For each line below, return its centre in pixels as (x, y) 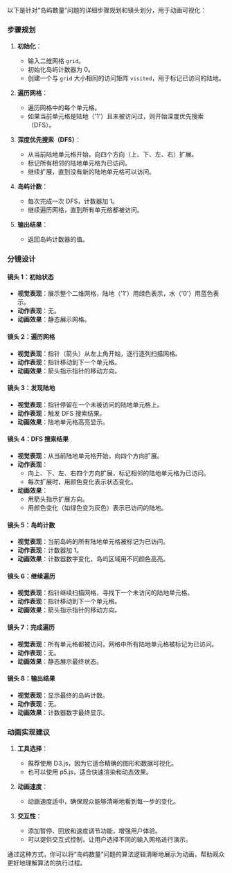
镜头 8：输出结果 (31, 678)
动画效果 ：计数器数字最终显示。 (63, 712)
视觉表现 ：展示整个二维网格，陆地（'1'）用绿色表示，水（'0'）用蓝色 (115, 294)
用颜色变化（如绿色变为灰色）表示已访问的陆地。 (97, 508)
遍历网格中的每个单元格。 (64, 108)
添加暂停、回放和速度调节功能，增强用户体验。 (94, 831)
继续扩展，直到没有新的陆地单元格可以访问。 (91, 172)
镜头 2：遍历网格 (31, 337)
